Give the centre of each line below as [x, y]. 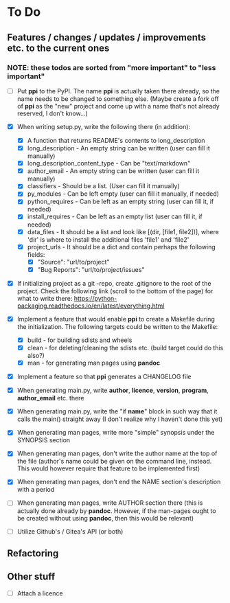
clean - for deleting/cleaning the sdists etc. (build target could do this [125, 348]
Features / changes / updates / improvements [107, 37]
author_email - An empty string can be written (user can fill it [113, 171]
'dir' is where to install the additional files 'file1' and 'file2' [108, 239]
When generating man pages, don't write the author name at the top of [117, 453]
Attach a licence [40, 593]
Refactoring [33, 553]
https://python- [95, 298]
